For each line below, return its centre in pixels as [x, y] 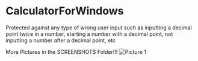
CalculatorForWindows [65, 11]
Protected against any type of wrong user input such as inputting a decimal [99, 28]
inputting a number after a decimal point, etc [60, 40]
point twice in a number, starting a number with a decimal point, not [89, 33]
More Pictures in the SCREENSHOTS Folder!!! [62, 51]
